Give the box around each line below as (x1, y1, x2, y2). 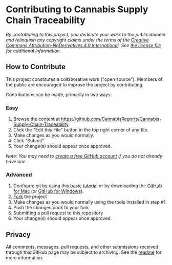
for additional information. (6, 48, 61, 54)
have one (6, 159, 26, 165)
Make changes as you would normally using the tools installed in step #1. (13, 199, 167, 205)
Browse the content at (13, 116, 60, 122)
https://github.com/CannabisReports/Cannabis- (61, 116, 162, 122)
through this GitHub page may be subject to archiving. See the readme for (6, 249, 162, 255)
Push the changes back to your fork (13, 205, 89, 211)
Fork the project (13, 193, 48, 200)
